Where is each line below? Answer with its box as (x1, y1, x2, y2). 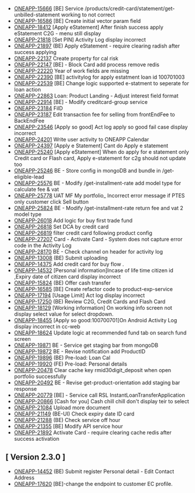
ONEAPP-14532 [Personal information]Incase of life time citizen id (13, 267, 174, 273)
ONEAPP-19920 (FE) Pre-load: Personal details (13, 360, 127, 367)
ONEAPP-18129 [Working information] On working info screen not (13, 305, 172, 311)
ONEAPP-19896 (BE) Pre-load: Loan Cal (13, 354, 111, 361)
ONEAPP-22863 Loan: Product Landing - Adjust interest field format (13, 92, 179, 99)
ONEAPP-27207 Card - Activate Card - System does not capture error (13, 236, 183, 242)
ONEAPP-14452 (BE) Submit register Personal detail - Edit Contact (13, 468, 175, 475)
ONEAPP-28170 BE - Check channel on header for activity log (13, 248, 163, 255)
